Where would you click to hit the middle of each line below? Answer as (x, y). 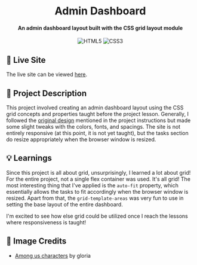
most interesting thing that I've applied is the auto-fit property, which (93, 185)
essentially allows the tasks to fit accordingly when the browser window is (97, 191)
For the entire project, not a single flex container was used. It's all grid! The (98, 179)
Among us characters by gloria (53, 255)
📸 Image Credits (36, 241)
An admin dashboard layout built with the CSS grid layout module (100, 28)
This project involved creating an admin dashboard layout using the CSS (95, 108)
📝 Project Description (47, 93)
